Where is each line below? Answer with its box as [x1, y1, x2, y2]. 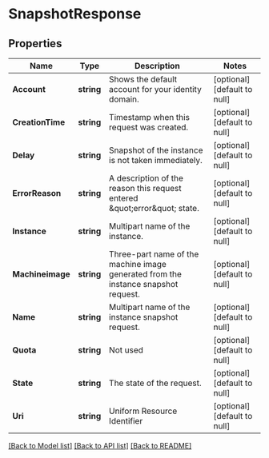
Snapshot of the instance [109, 145, 203, 156]
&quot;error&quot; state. [109, 203, 200, 213]
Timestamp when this [109, 112, 191, 122]
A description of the [109, 173, 184, 184]
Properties [8, 37, 62, 50]
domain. [109, 94, 140, 105]
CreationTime [12, 117, 66, 128]
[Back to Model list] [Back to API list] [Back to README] [8, 441, 192, 450]
